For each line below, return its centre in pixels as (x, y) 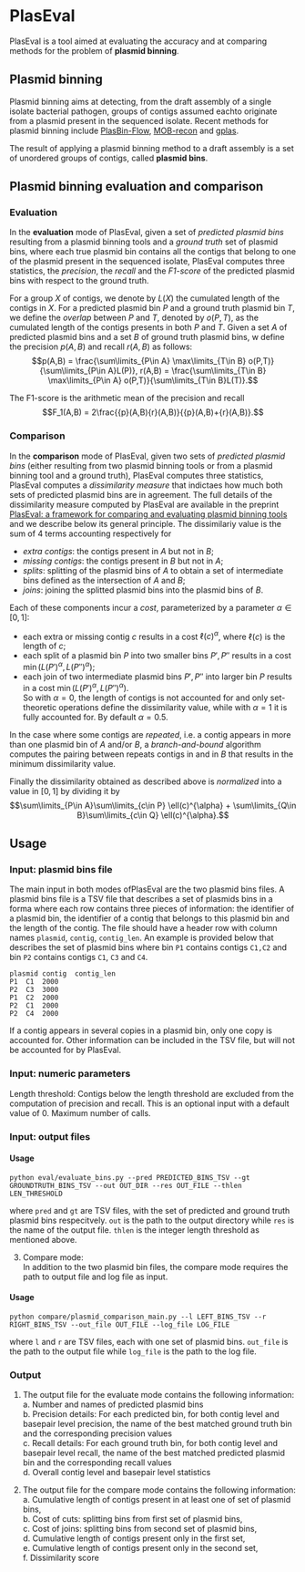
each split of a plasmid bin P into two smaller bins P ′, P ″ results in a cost (157, 656)
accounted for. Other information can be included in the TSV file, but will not (152, 1040)
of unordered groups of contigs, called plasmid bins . (109, 158)
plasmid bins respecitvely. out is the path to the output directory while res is (152, 1220)
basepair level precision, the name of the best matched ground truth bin (158, 1424)
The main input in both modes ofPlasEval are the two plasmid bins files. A (147, 889)
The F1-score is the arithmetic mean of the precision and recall (127, 398)
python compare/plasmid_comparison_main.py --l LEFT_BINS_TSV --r (138, 1317)
